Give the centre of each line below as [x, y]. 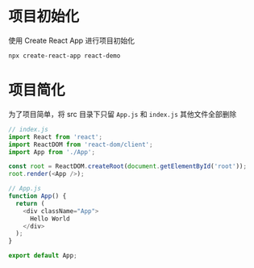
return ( [30, 203]
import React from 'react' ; [56, 137]
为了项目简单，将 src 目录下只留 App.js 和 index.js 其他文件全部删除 [123, 114]
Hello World [50, 219]
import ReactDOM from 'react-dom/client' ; [81, 144]
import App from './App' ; [52, 152]
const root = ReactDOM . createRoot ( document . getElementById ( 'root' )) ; [128, 166]
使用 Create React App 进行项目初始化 [72, 40]
